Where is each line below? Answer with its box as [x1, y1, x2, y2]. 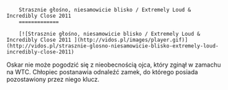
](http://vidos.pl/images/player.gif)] [73, 36, 188, 43]
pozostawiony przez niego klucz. [6, 76, 100, 83]
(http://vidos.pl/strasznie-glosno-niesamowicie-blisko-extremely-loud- [6, 43, 219, 49]
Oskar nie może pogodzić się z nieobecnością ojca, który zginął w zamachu [6, 60, 221, 69]
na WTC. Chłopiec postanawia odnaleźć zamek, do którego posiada [6, 68, 198, 76]
